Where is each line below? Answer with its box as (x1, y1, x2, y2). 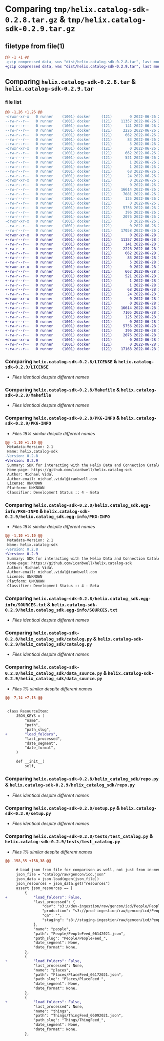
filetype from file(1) (5, 42, 65, 50)
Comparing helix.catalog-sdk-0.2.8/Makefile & (5, 386, 120, 393)
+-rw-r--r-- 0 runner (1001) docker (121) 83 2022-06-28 (5, 256, 156, 260)
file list (5, 98, 22, 105)
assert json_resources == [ (16, 885, 73, 891)
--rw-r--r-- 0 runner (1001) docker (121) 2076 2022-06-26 (5, 214, 156, 219)
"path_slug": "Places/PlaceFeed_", (33, 977, 106, 982)
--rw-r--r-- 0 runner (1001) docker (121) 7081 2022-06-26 (5, 192, 156, 197)
